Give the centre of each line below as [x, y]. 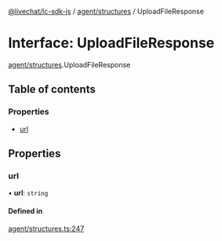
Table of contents [52, 89]
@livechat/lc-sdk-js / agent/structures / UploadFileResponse [106, 11]
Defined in [25, 210]
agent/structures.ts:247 [46, 228]
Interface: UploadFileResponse [111, 43]
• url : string [28, 193]
